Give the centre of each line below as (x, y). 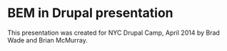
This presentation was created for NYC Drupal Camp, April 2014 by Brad (113, 33)
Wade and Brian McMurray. (47, 40)
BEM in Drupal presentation (90, 13)
